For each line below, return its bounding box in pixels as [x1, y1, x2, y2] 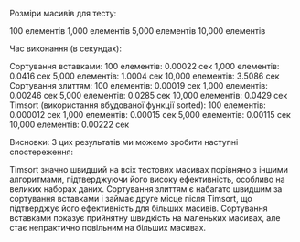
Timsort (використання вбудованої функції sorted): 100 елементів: [9, 100, 267, 110]
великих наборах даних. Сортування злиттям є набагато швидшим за [9, 184, 283, 195]
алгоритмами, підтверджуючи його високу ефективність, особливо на [9, 174, 285, 184]
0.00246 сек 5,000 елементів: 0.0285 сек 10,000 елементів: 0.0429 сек [9, 90, 288, 100]
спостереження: [9, 146, 73, 157]
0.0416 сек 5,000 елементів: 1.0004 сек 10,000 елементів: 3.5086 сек [9, 70, 280, 81]
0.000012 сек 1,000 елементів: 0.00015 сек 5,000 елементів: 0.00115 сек [9, 110, 291, 120]
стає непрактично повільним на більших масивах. [9, 223, 207, 233]
